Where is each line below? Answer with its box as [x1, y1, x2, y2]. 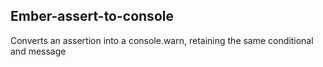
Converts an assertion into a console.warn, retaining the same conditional [10, 34, 314, 46]
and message [10, 45, 67, 57]
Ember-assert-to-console [10, 8, 174, 25]
